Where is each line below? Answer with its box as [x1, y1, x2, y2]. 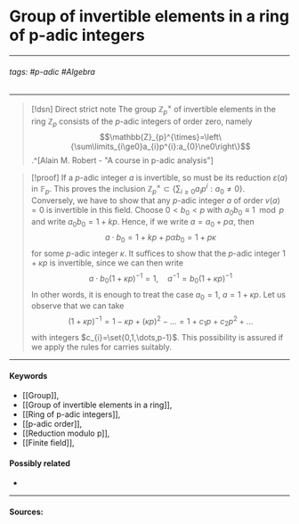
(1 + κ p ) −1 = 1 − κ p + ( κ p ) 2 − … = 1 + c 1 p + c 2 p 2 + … [68, 315, 254, 329]
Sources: [9, 506, 44, 517]
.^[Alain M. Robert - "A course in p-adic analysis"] [30, 155, 214, 166]
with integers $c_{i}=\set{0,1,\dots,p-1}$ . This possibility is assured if [30, 332, 284, 342]
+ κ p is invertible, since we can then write [30, 258, 184, 268]
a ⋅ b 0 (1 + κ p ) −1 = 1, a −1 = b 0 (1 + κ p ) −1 [88, 272, 233, 286]
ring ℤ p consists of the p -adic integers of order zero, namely [30, 116, 253, 128]
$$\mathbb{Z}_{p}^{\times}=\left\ [99, 132, 222, 143]
